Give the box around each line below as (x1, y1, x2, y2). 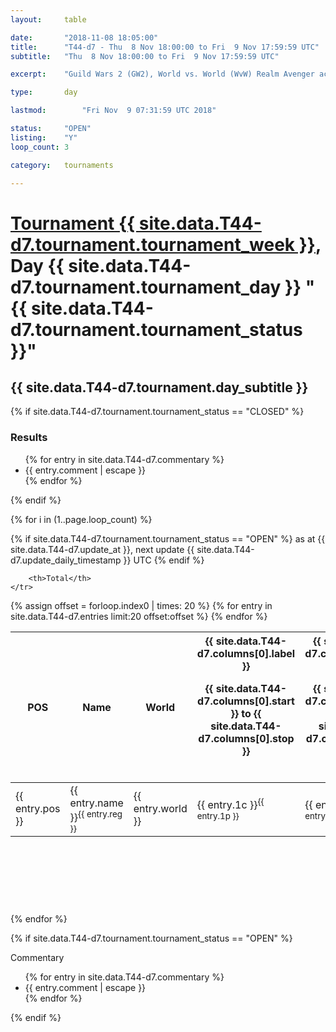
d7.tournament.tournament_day (10, 276, 282, 298)
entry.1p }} (196, 811, 240, 821)
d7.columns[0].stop (198, 731, 295, 745)
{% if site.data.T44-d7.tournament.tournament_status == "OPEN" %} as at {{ (10, 532, 326, 545)
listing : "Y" (10, 132, 78, 143)
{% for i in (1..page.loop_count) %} (10, 513, 153, 525)
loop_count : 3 (10, 142, 70, 152)
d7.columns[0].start (197, 694, 295, 708)
